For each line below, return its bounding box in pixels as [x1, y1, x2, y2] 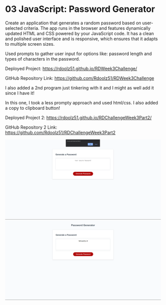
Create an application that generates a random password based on [5, 20, 142, 26]
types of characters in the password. [5, 56, 80, 62]
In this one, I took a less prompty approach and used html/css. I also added [5, 99, 158, 105]
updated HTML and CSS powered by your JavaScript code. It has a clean [5, 30, 154, 36]
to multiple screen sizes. [5, 41, 55, 47]
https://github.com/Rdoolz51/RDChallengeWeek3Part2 [5, 129, 116, 135]
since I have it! [5, 90, 35, 96]
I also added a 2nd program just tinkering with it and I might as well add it [5, 84, 154, 90]
